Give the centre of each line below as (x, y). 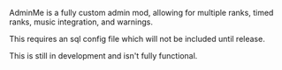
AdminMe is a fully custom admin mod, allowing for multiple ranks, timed (141, 13)
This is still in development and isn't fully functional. (103, 56)
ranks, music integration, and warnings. (81, 22)
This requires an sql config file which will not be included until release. (137, 39)
